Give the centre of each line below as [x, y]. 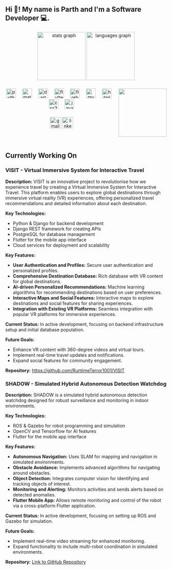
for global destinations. [37, 281]
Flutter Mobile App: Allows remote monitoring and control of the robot [87, 500]
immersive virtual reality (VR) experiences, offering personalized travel [80, 198]
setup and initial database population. [45, 329]
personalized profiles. [36, 270]
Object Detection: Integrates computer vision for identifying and [81, 479]
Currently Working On [41, 155]
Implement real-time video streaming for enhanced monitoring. [79, 541]
